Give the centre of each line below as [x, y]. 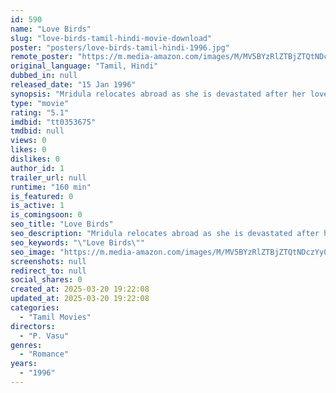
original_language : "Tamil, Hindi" [84, 66]
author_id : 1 [37, 168]
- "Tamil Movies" [55, 317]
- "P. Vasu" [44, 336]
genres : [26, 345]
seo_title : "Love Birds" [62, 224]
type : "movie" [40, 103]
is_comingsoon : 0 [46, 215]
